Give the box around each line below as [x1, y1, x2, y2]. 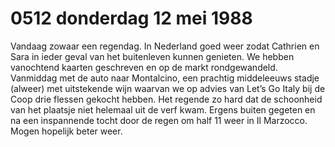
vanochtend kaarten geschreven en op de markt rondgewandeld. [10, 61, 278, 73]
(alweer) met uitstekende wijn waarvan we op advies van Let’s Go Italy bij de [10, 82, 326, 94]
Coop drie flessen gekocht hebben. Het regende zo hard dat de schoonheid [10, 93, 323, 105]
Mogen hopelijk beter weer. [10, 125, 123, 137]
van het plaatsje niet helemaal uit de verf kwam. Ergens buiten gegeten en [10, 103, 316, 116]
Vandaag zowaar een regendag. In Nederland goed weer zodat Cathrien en [10, 40, 320, 52]
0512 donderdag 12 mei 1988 [10, 7, 253, 30]
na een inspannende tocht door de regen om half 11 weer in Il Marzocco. [10, 114, 308, 126]
